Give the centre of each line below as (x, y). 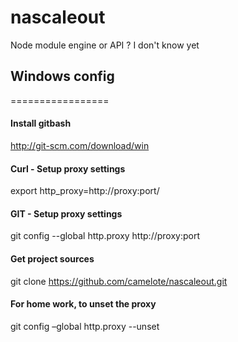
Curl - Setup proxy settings (68, 168)
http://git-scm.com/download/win (80, 145)
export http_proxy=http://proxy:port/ (85, 191)
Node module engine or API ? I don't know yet (105, 45)
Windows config (62, 76)
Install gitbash (41, 123)
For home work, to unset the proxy (83, 304)
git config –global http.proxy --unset (85, 326)
